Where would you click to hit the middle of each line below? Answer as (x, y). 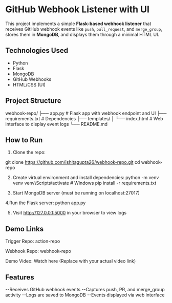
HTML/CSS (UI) (29, 84)
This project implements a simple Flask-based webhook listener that (78, 24)
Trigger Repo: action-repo (33, 241)
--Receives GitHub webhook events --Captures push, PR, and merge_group (85, 289)
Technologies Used (37, 50)
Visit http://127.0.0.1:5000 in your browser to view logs (70, 213)
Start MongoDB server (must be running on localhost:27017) (76, 193)
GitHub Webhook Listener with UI (78, 9)
